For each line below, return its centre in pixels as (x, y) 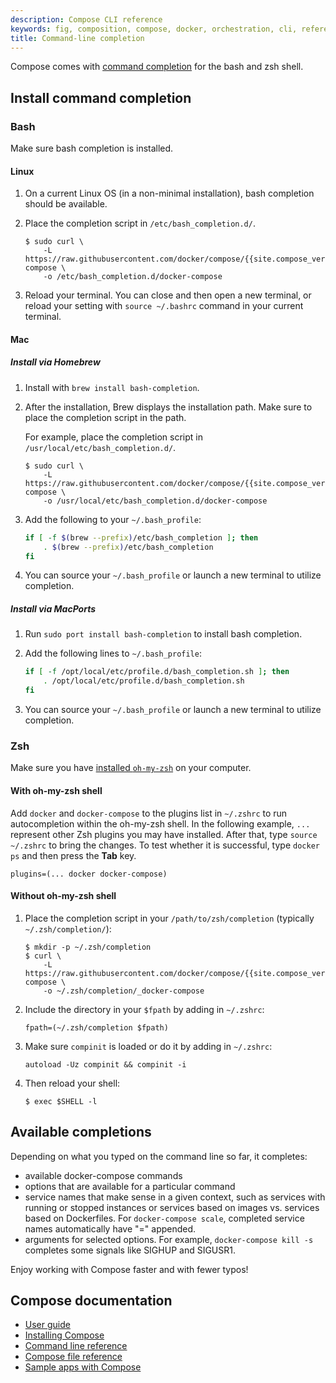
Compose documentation (91, 1300)
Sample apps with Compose (83, 1367)
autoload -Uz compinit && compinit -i (105, 1064)
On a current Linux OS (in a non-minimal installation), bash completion (169, 193)
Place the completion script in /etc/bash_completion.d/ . (140, 223)
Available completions (81, 1132)
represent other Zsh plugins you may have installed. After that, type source (164, 834)
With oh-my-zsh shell (56, 790)
